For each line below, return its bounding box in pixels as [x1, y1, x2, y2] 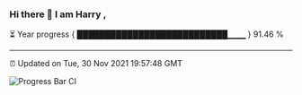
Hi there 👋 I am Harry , [9, 8, 107, 21]
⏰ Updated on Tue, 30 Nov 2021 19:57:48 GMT [9, 58, 182, 69]
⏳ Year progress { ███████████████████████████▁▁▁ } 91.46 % [9, 29, 285, 39]
